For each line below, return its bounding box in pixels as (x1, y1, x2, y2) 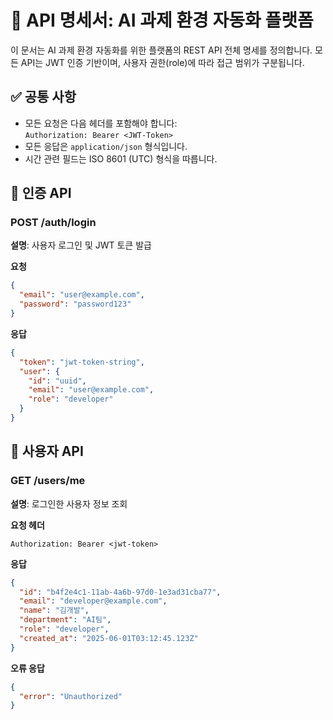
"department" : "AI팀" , (19, 615, 112, 625)
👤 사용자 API (10, 443, 84, 460)
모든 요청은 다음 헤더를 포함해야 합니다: (24, 117, 178, 129)
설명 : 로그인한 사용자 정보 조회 (10, 497, 128, 510)
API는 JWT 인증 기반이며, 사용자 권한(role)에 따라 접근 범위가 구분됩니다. (20, 56, 305, 68)
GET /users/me (10, 474, 86, 488)
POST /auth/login (10, 216, 97, 230)
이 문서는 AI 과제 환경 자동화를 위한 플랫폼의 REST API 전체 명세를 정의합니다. (10, 44, 313, 56)
